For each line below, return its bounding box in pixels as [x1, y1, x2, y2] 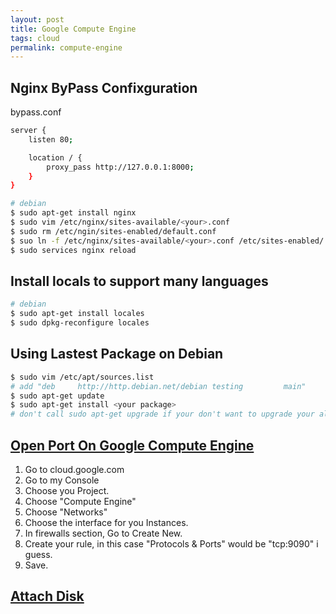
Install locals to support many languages [10, 272, 269, 290]
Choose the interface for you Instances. [24, 517, 189, 528]
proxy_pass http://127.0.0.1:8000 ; [46, 162, 195, 172]
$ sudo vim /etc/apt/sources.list [10, 372, 155, 382]
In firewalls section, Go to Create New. [24, 527, 183, 539]
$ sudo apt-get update [10, 391, 105, 401]
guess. [24, 549, 53, 560]
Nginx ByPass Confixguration [10, 79, 198, 96]
